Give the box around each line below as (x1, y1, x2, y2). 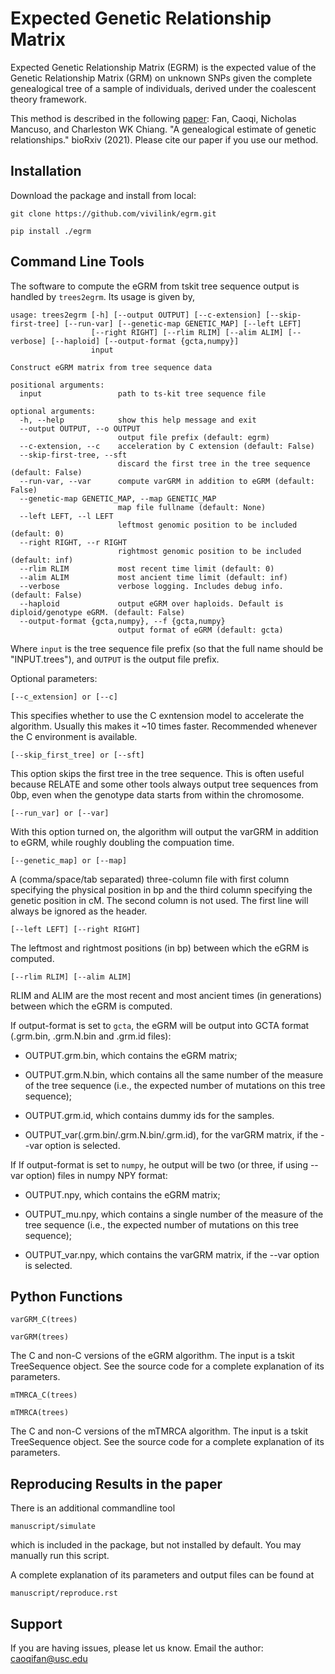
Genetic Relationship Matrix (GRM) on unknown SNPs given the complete (10, 72, 313, 84)
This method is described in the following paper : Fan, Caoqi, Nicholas (10, 112, 297, 124)
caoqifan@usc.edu (10, 1653, 88, 1664)
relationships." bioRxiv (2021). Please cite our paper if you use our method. (10, 133, 319, 146)
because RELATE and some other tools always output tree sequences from (10, 778, 319, 790)
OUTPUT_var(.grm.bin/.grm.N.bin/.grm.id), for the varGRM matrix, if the (24, 1128, 319, 1141)
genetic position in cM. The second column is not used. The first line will (10, 894, 309, 906)
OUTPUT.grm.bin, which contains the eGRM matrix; (24, 1049, 238, 1061)
